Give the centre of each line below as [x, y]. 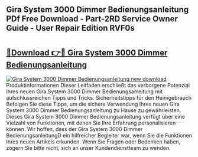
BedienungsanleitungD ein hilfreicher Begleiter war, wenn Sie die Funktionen [99, 135]
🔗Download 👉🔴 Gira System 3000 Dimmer [87, 53]
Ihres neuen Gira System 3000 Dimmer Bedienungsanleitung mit [85, 91]
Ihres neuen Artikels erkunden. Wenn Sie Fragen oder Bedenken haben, [93, 142]
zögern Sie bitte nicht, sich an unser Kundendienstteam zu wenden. [89, 148]
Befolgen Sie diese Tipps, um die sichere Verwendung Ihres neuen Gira [93, 104]
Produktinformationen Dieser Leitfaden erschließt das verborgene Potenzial [98, 85]
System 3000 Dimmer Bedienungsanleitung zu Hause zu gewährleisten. [94, 110]
